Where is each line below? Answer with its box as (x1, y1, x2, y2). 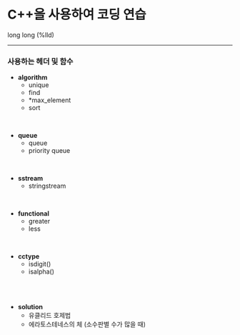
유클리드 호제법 (28, 311, 71, 320)
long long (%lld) (7, 30, 55, 39)
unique (28, 81, 49, 89)
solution (17, 303, 43, 311)
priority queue (28, 146, 71, 155)
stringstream (28, 181, 66, 190)
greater (28, 217, 51, 226)
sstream (17, 174, 44, 183)
